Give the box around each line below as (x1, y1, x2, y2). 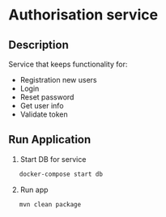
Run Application (8, 133, 92, 147)
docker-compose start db (19, 170, 104, 178)
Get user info (19, 101, 64, 110)
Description (8, 38, 69, 52)
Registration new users (19, 75, 97, 84)
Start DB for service (19, 154, 87, 164)
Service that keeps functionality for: (8, 59, 128, 69)
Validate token (19, 109, 69, 119)
